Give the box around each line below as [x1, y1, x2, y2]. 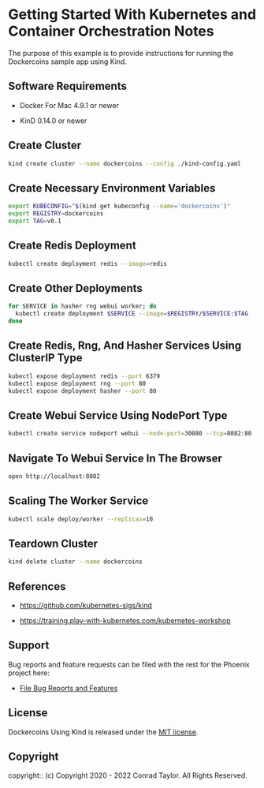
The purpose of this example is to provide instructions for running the [8, 48, 234, 58]
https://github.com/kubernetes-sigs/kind [19, 601, 152, 610]
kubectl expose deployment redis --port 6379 [8, 372, 160, 380]
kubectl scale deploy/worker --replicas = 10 [8, 515, 154, 523]
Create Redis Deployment [8, 239, 136, 252]
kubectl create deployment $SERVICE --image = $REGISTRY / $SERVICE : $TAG [15, 310, 248, 318]
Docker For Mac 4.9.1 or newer [19, 100, 120, 110]
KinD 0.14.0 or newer [19, 116, 87, 125]
